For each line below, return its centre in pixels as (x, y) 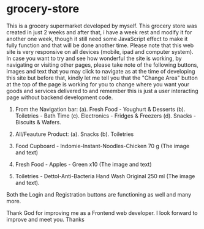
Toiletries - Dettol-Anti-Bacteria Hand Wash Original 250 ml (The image (105, 176)
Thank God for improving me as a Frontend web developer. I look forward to (102, 212)
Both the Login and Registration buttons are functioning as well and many (99, 194)
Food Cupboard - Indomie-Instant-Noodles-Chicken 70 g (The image (102, 146)
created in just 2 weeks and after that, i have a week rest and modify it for (99, 32)
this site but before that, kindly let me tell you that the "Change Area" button (102, 78)
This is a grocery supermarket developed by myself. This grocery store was (102, 26)
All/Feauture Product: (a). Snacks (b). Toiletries (74, 134)
